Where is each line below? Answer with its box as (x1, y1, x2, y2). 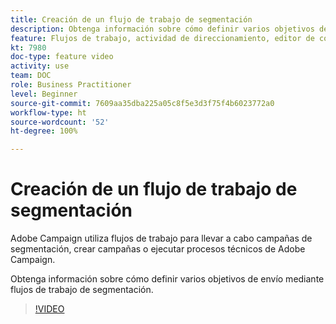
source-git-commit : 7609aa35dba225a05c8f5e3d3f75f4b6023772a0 (10, 98, 275, 108)
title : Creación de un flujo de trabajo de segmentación (10, 14, 253, 25)
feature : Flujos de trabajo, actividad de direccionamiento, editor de (10, 33, 315, 43)
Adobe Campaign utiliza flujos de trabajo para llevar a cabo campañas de (10, 232, 313, 245)
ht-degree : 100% (10, 126, 78, 136)
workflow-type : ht (10, 107, 87, 118)
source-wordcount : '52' (10, 117, 110, 127)
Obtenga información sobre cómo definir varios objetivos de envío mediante (10, 273, 325, 285)
